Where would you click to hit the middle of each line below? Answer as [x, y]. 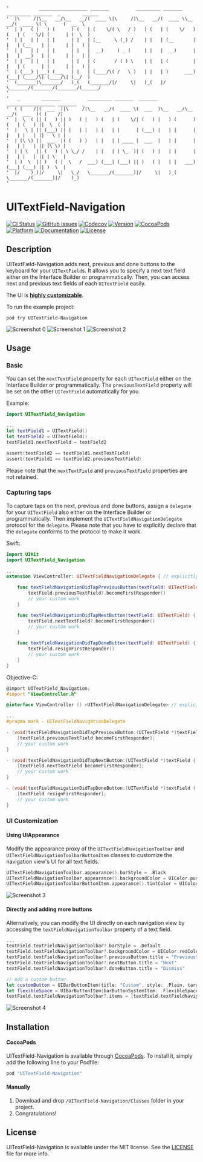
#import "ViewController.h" [42, 694]
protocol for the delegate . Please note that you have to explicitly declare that [101, 525]
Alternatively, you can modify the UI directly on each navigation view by [95, 923]
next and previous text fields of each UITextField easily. [76, 283]
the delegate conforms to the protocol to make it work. [74, 531]
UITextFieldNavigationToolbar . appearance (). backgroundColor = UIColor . [98, 878]
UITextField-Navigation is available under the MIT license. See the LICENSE [100, 1147]
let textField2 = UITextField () [47, 437]
